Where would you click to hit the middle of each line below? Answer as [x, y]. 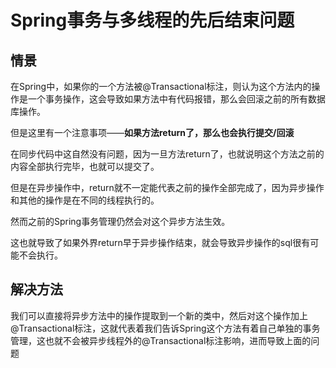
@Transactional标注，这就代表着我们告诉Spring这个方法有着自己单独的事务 [165, 328]
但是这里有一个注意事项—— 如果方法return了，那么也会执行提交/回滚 [152, 132]
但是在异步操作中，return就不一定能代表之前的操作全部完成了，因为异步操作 [167, 187]
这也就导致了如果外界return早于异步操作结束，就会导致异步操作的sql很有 [160, 242]
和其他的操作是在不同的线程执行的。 [85, 200]
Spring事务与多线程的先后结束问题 [152, 20]
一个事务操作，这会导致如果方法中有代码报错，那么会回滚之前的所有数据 [176, 99]
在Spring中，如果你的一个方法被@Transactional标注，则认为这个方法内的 [161, 86]
